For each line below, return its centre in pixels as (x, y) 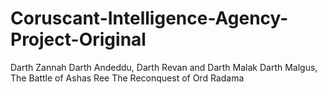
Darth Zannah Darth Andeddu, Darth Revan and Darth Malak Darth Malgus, (164, 67)
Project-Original (78, 39)
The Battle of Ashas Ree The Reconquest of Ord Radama (127, 78)
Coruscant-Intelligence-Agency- (149, 18)
